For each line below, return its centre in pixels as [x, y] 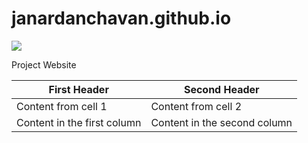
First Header [78, 89]
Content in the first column [79, 122]
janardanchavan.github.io [121, 18]
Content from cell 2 [196, 106]
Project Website [44, 64]
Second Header [221, 89]
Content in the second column [221, 122]
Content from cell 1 [62, 106]
